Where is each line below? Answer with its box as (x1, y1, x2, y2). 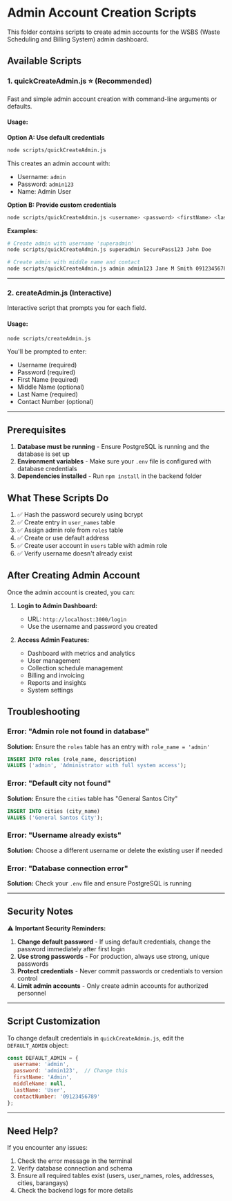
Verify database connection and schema (17, 1164, 133, 1173)
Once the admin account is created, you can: (7, 588, 135, 596)
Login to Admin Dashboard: (17, 601, 98, 609)
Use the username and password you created (27, 622, 157, 630)
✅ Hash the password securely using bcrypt (17, 511, 144, 519)
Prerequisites (7, 424, 66, 436)
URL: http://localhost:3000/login (27, 614, 127, 623)
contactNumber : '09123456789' (13, 1093, 100, 1100)
